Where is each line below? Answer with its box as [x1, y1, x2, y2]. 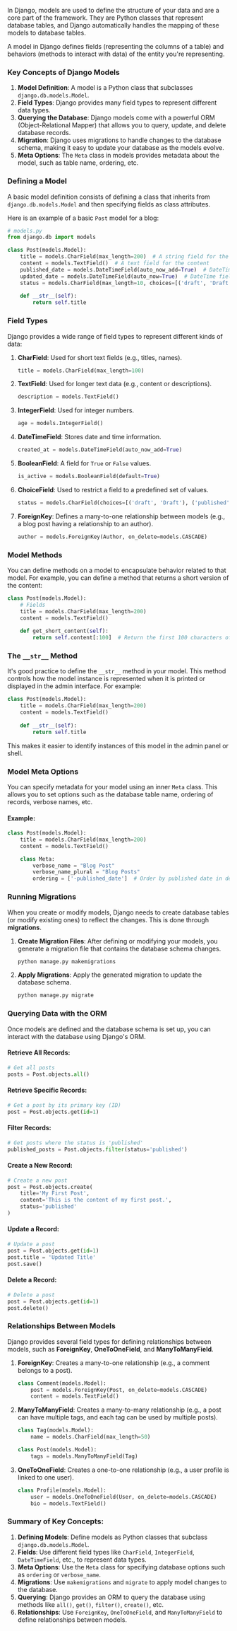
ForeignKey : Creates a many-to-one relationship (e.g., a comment [17, 1358, 210, 1367]
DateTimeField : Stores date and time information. [17, 433, 162, 441]
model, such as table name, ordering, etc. [17, 158, 139, 167]
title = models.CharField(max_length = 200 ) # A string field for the [20, 253, 229, 260]
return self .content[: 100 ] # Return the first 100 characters [32, 634, 222, 642]
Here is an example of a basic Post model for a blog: [7, 214, 159, 222]
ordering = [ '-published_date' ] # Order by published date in [32, 875, 222, 883]
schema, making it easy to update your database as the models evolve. [17, 144, 224, 152]
